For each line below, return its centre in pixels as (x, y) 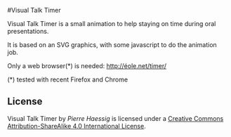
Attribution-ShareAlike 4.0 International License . (77, 126)
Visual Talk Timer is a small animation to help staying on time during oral (112, 24)
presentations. (28, 31)
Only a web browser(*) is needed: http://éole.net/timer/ (87, 66)
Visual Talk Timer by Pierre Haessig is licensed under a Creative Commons (115, 118)
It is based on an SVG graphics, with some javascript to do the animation (112, 45)
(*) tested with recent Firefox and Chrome (68, 79)
